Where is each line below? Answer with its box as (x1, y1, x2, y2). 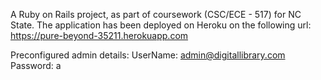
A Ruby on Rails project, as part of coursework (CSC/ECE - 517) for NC (10, 9, 302, 20)
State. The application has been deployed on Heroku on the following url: (10, 19, 312, 31)
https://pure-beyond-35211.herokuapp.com (10, 30, 189, 41)
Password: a (10, 60, 62, 71)
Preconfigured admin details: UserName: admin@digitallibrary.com (10, 49, 286, 61)
